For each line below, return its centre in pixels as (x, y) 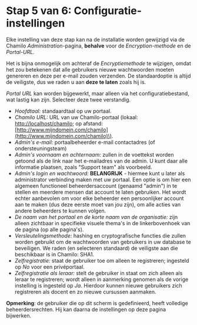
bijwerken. (19, 316)
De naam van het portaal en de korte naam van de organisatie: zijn (96, 217)
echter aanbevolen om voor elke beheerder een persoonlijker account (99, 198)
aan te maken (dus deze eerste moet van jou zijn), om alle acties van (98, 204)
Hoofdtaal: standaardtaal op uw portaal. (63, 111)
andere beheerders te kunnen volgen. (60, 211)
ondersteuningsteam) (41, 148)
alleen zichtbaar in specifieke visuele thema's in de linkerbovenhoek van (102, 223)
